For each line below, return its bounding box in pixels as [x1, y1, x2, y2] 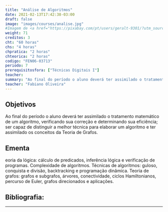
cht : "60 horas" [5, 40, 39, 45]
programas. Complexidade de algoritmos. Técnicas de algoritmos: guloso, [5, 162, 157, 168]
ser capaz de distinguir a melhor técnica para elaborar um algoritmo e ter [5, 124, 156, 130]
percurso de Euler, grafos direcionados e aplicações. [5, 178, 114, 184]
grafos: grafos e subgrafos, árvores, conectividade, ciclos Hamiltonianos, [5, 173, 156, 179]
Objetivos [5, 100, 36, 109]
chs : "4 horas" [5, 44, 37, 49]
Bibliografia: [5, 193, 44, 201]
